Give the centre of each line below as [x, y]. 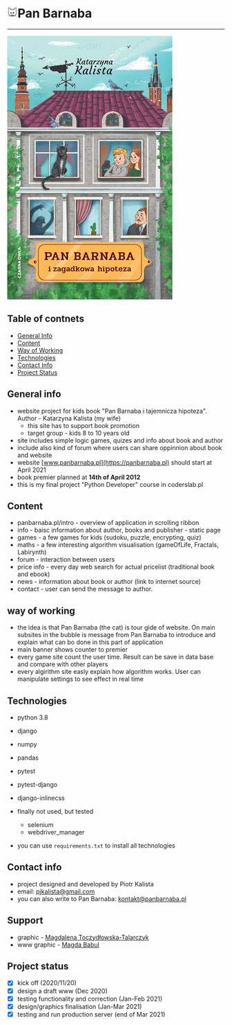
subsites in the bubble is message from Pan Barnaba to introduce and [116, 635]
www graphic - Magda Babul [58, 945]
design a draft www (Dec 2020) [62, 991]
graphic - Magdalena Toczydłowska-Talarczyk [83, 937]
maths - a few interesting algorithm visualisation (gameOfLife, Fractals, [118, 545]
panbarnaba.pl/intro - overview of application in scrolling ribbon [108, 523]
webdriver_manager [56, 832]
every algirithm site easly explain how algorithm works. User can [109, 672]
